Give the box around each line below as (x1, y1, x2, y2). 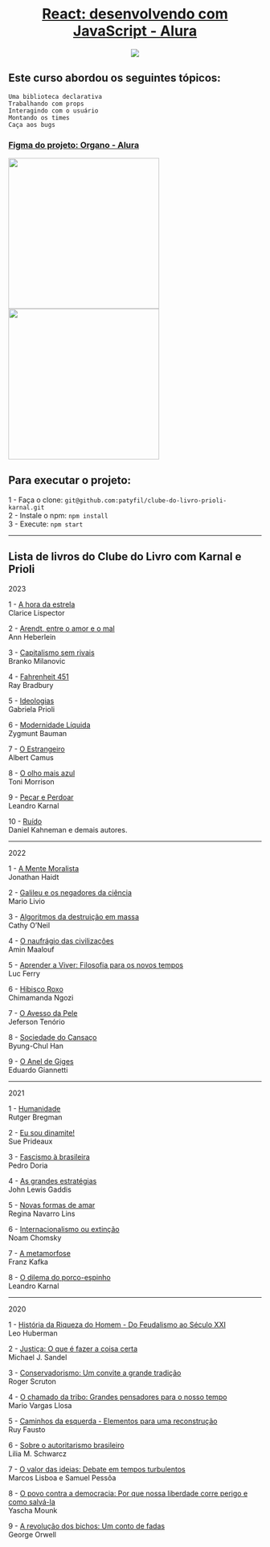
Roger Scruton (8, 1376, 56, 1386)
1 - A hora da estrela (8, 600, 76, 609)
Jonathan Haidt (8, 872, 59, 882)
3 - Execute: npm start (8, 519, 84, 529)
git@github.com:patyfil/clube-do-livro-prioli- (64, 496, 227, 505)
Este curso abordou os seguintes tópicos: (8, 72, 221, 85)
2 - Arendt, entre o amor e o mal (8, 624, 115, 633)
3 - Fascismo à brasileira (8, 1152, 90, 1161)
